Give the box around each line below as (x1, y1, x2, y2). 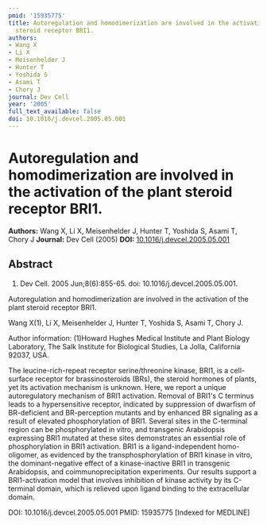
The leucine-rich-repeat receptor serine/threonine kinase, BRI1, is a (8, 365, 229, 375)
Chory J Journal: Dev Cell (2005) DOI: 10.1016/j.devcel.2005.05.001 (8, 234, 230, 244)
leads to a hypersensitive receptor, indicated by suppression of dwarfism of (8, 399, 256, 409)
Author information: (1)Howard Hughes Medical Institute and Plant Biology (8, 333, 250, 342)
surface (8, 374, 34, 384)
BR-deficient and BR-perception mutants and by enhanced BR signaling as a (8, 407, 258, 417)
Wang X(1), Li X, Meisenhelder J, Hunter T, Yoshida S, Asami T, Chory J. (8, 318, 244, 327)
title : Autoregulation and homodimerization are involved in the (8, 19, 229, 27)
